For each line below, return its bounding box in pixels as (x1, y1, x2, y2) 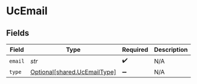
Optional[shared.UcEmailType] (30, 68, 117, 76)
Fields (6, 28, 30, 38)
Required (121, 46, 149, 54)
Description (154, 46, 188, 54)
